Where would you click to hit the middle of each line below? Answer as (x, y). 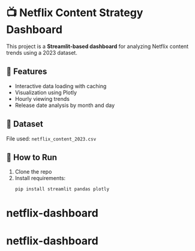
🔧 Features (27, 72)
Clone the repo (33, 172)
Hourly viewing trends (42, 98)
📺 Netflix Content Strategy (75, 13)
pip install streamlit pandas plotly (62, 189)
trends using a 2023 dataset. (42, 52)
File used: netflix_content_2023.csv (51, 138)
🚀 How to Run (32, 157)
